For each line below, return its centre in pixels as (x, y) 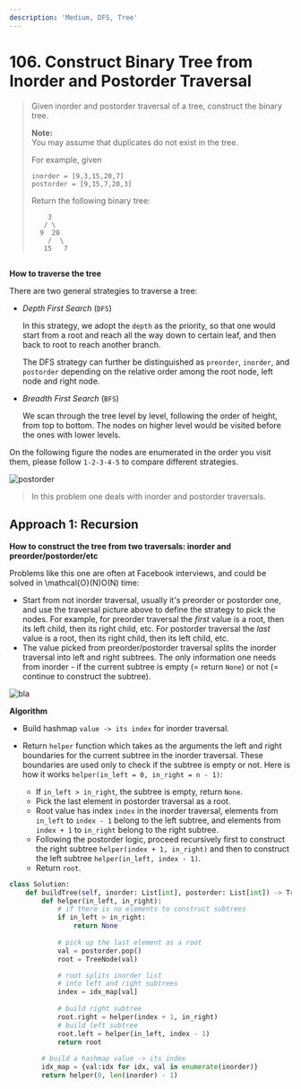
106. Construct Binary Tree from (131, 61)
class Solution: (39, 884)
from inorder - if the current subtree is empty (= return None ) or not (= (150, 666)
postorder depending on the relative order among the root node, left (147, 371)
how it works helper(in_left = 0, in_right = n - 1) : (122, 774)
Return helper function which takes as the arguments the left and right (152, 746)
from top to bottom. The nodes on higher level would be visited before (152, 425)
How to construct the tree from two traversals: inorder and (120, 546)
